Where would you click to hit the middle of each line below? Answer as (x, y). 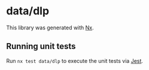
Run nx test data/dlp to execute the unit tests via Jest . (75, 60)
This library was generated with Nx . (50, 28)
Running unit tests (41, 46)
